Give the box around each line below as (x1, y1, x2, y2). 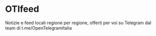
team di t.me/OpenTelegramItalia (5, 25, 72, 31)
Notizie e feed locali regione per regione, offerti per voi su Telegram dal (5, 20, 152, 26)
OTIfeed (5, 3, 39, 15)
